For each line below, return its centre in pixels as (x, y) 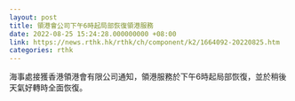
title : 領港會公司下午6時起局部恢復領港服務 (81, 26)
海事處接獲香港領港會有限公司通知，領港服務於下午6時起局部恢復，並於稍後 (148, 77)
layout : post (33, 17)
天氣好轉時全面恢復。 (48, 88)
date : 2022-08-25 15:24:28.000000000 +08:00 (93, 34)
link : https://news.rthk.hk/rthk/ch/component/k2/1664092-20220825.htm (144, 42)
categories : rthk (41, 50)
